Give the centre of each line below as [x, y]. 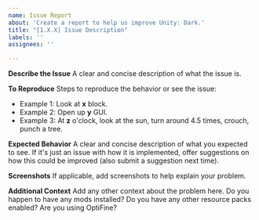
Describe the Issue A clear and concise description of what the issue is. [125, 74]
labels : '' [26, 37]
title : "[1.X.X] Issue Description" [68, 30]
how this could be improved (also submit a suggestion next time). [114, 160]
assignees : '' [31, 45]
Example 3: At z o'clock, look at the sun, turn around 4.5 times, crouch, [134, 121]
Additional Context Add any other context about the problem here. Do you [129, 191]
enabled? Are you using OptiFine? [63, 207]
